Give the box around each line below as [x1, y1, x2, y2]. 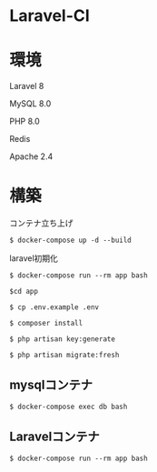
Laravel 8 [9, 81, 44, 92]
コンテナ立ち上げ [9, 217, 74, 228]
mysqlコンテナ [9, 377, 93, 393]
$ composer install [9, 319, 83, 328]
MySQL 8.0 [9, 98, 52, 109]
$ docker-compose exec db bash [9, 402, 128, 411]
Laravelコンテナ [9, 429, 100, 445]
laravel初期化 [9, 253, 59, 264]
